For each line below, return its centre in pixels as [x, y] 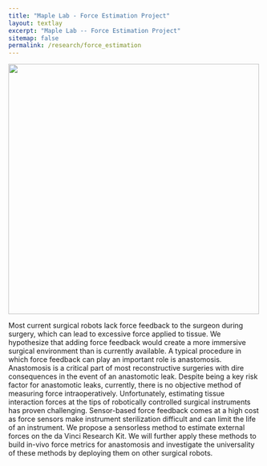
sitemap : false [34, 38]
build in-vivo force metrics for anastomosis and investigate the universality [131, 444]
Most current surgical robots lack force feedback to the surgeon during [126, 326]
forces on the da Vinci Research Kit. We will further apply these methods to [132, 436]
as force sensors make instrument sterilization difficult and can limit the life [132, 419]
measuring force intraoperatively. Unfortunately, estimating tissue [117, 394]
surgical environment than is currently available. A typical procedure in [125, 351]
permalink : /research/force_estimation [75, 46]
